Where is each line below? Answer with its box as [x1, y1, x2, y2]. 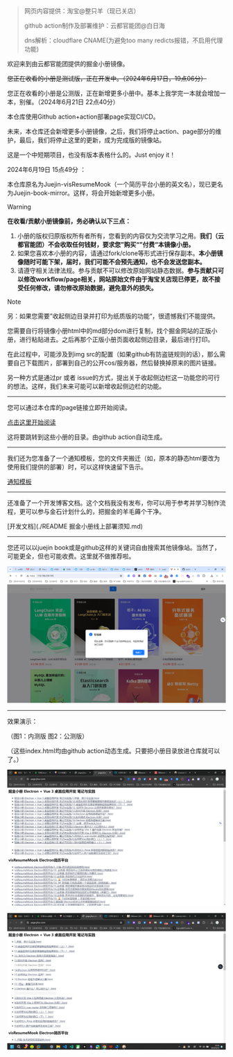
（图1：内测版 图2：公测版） [7, 732, 89, 740]
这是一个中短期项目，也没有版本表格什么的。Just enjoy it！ [7, 151, 175, 159]
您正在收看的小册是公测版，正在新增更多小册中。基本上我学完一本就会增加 [7, 89, 220, 97]
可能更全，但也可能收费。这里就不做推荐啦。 [7, 552, 135, 560]
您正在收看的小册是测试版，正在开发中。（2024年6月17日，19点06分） [7, 74, 207, 83]
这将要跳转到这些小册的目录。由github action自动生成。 [7, 433, 166, 441]
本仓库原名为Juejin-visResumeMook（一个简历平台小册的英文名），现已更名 [7, 180, 223, 188]
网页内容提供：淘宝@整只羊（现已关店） [24, 7, 140, 15]
